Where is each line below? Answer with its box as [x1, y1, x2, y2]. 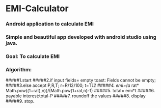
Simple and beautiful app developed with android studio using [5, 34, 157, 41]
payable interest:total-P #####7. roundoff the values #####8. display [5, 93, 146, 99]
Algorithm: [5, 66, 32, 73]
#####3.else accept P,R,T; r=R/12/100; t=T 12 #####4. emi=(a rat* [5, 82, 139, 88]
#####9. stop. [5, 98, 35, 104]
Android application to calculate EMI [5, 21, 94, 27]
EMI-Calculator [5, 3, 69, 14]
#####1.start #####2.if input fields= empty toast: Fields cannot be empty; [5, 77, 156, 83]
